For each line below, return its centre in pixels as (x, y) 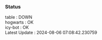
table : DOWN (19, 17)
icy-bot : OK (17, 27)
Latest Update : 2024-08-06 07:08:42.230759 (51, 33)
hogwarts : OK (19, 22)
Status (13, 7)
